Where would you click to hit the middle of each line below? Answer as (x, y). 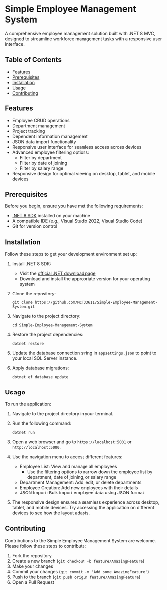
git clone (23, 303)
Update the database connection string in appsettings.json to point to (84, 353)
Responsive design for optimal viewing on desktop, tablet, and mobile (83, 173)
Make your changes (33, 566)
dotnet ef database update (40, 377)
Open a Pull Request (33, 582)
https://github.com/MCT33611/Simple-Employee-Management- (96, 303)
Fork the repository (32, 555)
